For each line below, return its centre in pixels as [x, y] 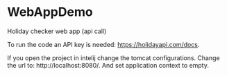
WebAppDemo [50, 12]
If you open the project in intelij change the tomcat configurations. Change [113, 58]
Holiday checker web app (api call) [57, 31]
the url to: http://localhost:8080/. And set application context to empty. [108, 65]
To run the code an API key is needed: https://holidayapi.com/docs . [103, 44]
